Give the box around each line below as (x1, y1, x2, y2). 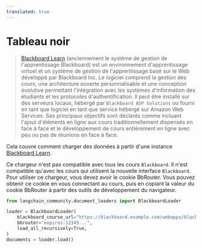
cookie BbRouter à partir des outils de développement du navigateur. (6, 186, 177, 193)
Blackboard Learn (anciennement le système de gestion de (20, 55, 168, 62)
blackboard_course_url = (17, 214, 77, 220)
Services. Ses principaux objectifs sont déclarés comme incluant (20, 112, 182, 119)
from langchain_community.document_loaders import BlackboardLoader (6, 198, 182, 204)
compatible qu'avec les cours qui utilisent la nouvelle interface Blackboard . (6, 167, 191, 174)
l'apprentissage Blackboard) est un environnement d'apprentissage (20, 61, 188, 68)
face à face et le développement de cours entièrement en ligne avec (20, 124, 191, 132)
